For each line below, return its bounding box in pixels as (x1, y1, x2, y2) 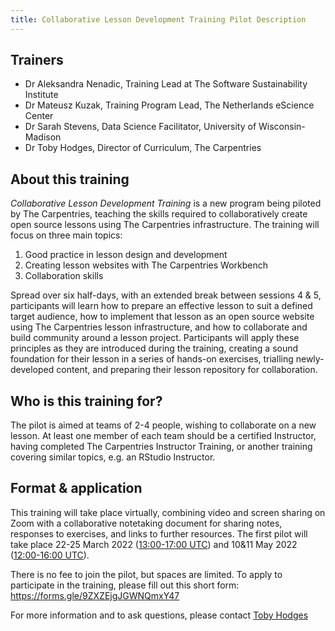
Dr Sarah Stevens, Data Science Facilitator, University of (24, 121, 257, 133)
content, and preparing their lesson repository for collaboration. (56, 364, 318, 376)
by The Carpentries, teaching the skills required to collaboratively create (10, 208, 308, 220)
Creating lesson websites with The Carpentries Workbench (24, 259, 269, 271)
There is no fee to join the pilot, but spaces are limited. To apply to (10, 568, 283, 580)
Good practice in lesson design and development (24, 249, 228, 261)
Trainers (10, 52, 64, 69)
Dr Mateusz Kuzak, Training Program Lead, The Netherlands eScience (24, 99, 315, 111)
